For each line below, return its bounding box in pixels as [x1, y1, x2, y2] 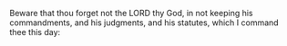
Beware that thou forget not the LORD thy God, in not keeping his [9, 8, 253, 18]
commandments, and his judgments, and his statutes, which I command [9, 17, 280, 28]
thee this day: [9, 27, 61, 37]
